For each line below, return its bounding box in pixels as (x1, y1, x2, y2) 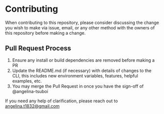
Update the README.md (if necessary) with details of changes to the (12, 68, 152, 73)
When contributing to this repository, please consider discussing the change (5, 20, 159, 25)
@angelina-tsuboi (12, 88, 48, 94)
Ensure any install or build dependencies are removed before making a (12, 57, 155, 63)
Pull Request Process (5, 44, 71, 52)
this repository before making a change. (5, 30, 86, 36)
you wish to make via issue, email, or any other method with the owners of (5, 24, 155, 30)
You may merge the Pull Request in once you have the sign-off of (12, 83, 144, 89)
